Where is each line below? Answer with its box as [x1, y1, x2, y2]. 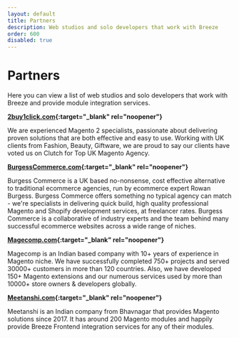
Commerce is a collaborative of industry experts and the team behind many [7, 214, 230, 223]
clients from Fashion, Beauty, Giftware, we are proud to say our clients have [7, 142, 230, 150]
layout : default [7, 10, 56, 18]
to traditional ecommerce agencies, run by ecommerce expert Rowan [7, 184, 211, 193]
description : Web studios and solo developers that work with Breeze [7, 23, 219, 31]
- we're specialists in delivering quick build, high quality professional [7, 199, 209, 208]
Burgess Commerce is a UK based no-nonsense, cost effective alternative [7, 176, 225, 185]
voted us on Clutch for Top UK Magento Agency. [7, 149, 150, 157]
